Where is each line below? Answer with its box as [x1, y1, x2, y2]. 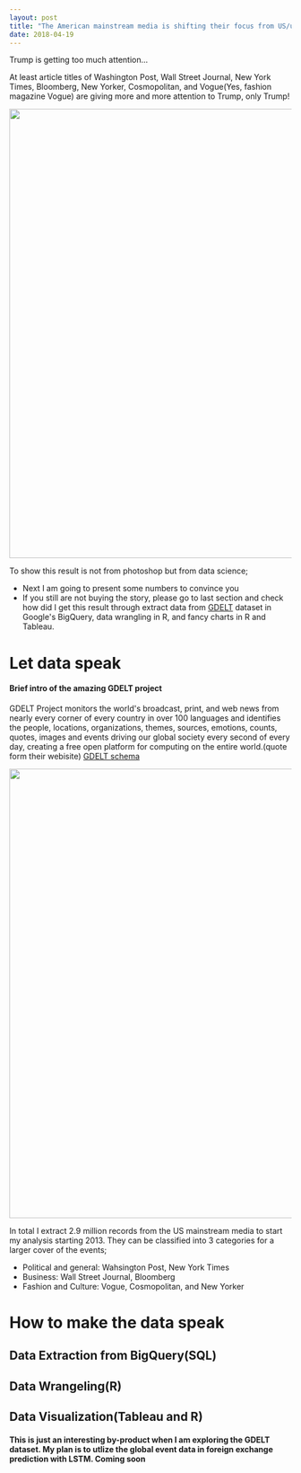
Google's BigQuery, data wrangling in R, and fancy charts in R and [21, 612, 266, 623]
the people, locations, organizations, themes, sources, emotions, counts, [9, 722, 278, 732]
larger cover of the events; [9, 1244, 107, 1255]
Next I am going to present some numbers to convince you [21, 583, 239, 594]
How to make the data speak [9, 1312, 225, 1333]
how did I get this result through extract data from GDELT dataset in [21, 602, 271, 613]
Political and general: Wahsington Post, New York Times [21, 1262, 230, 1273]
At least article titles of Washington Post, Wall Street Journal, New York [9, 72, 271, 83]
